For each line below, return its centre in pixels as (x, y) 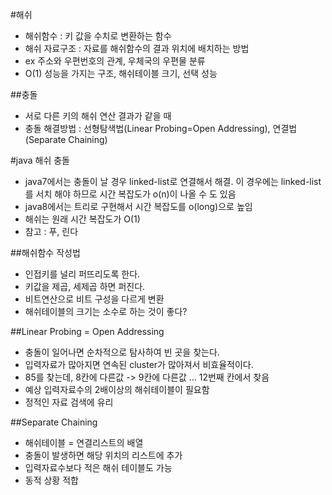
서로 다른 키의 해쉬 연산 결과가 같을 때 (98, 116)
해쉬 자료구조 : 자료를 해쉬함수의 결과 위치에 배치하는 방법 (137, 48)
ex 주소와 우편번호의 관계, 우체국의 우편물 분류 (115, 61)
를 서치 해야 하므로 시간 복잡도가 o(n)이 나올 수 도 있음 (130, 194)
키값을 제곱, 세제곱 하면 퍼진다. (85, 286)
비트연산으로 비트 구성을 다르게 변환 (94, 299)
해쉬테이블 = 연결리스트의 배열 (84, 442)
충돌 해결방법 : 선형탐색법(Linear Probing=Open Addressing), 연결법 (161, 128)
